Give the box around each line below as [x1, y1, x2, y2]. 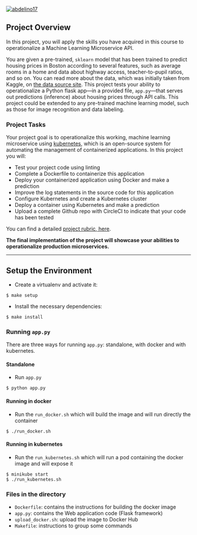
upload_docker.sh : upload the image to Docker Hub [14, 516, 138, 523]
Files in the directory [6, 490, 66, 498]
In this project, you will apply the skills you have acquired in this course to [6, 38, 184, 45]
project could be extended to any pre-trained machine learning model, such [6, 99, 189, 106]
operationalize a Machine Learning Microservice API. [6, 44, 134, 51]
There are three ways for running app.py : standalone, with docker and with [6, 341, 186, 348]
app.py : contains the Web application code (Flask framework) [14, 510, 163, 517]
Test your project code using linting [14, 164, 101, 171]
